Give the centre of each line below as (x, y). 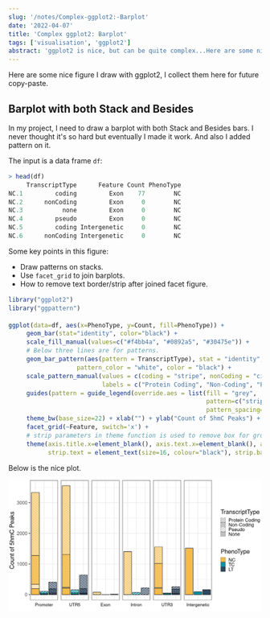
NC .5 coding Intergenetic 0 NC (95, 228)
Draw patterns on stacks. (61, 266)
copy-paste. (29, 84)
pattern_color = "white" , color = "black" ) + (154, 367)
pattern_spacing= (235, 410)
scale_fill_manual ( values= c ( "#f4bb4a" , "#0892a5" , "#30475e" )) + (138, 342)
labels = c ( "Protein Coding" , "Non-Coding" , (177, 385)
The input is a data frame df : (55, 160)
